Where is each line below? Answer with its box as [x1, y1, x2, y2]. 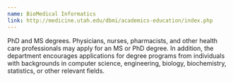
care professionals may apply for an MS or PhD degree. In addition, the [7, 44, 214, 52]
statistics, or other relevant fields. [7, 66, 104, 75]
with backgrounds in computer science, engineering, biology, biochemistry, [7, 59, 227, 67]
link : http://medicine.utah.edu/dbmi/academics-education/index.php [7, 17, 213, 24]
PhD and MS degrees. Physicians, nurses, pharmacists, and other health [7, 36, 217, 45]
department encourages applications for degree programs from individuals [7, 51, 225, 60]
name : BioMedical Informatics [7, 10, 97, 18]
